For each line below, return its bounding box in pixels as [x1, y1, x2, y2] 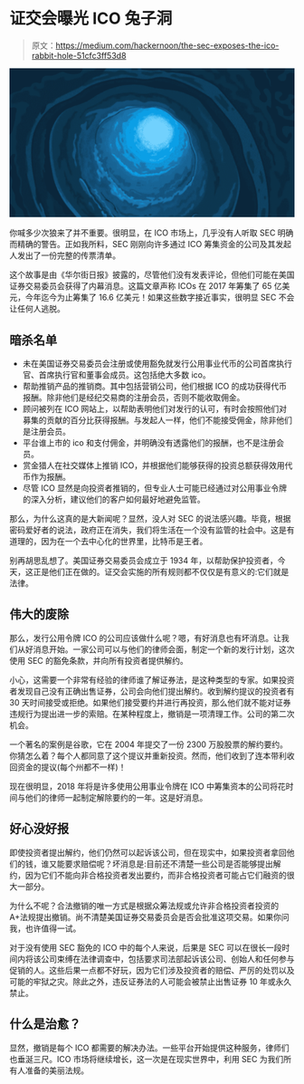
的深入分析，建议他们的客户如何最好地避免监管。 [22, 494, 205, 505]
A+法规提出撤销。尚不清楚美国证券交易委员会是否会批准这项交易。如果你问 [9, 911, 290, 922]
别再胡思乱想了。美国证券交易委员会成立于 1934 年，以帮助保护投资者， [9, 555, 278, 566]
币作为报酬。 [22, 472, 71, 483]
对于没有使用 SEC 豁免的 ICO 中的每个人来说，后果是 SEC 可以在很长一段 [9, 942, 282, 953]
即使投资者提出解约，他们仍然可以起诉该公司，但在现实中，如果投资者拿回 [9, 847, 287, 858]
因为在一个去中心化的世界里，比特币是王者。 [40, 536, 208, 547]
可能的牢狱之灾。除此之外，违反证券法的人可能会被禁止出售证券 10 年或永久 [9, 975, 292, 987]
